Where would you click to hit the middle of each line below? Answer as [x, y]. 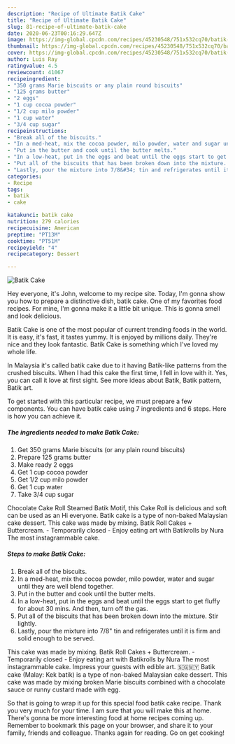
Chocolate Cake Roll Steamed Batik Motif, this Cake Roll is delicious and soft [117, 508]
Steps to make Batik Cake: [47, 554]
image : [17, 40]
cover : [17, 53]
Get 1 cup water [40, 487]
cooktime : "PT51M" [34, 241]
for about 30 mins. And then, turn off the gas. [83, 609]
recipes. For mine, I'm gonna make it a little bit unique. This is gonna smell [114, 309]
